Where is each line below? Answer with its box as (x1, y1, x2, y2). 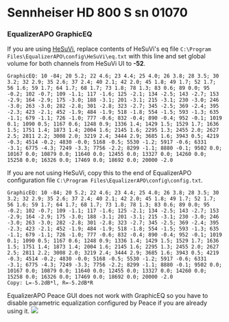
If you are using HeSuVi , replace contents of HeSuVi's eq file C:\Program (7, 45, 211, 53)
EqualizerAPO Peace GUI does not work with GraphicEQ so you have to (7, 292, 208, 300)
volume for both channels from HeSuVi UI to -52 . (7, 60, 146, 68)
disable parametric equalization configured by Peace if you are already (7, 299, 208, 307)
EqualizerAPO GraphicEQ (7, 30, 93, 39)
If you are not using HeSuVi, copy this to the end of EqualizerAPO (7, 169, 192, 177)
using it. (7, 307, 29, 315)
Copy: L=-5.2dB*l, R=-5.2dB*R (7, 279, 94, 286)
